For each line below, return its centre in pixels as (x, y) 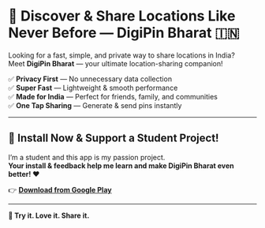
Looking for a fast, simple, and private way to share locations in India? (121, 55)
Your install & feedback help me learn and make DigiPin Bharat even (121, 166)
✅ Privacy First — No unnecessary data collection (90, 79)
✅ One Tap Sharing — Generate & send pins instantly (95, 105)
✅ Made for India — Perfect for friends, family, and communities (113, 96)
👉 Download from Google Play (60, 189)
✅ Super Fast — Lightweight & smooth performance (93, 88)
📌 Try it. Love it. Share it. (49, 215)
